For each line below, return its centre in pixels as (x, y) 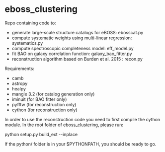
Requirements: (19, 69)
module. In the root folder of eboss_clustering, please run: (64, 125)
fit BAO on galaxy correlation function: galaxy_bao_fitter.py (72, 54)
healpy (19, 88)
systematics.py (27, 43)
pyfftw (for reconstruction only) (44, 104)
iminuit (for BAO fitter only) (39, 99)
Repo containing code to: (30, 23)
